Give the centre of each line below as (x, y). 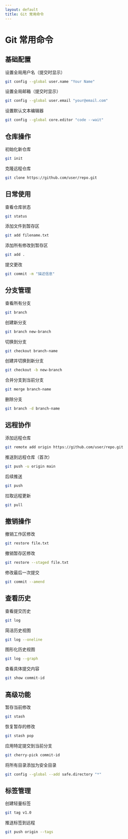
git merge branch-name (28, 389)
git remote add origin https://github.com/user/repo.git (64, 447)
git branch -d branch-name (32, 409)
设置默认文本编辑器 (24, 111)
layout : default (21, 10)
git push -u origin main (30, 466)
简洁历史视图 (18, 630)
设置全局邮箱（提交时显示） (33, 92)
